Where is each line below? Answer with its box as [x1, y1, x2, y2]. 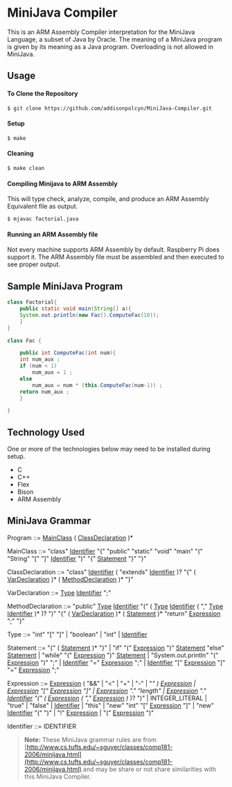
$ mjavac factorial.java [7, 216, 79, 223]
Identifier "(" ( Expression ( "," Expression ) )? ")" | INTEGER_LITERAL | [7, 693, 208, 702]
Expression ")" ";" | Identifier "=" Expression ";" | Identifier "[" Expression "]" [7, 658, 226, 666]
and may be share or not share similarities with [82, 765, 217, 773]
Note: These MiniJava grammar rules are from [24, 735, 157, 743]
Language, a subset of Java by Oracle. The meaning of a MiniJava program [7, 35, 223, 43]
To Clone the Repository [7, 89, 78, 98]
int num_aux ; [19, 356, 60, 363]
